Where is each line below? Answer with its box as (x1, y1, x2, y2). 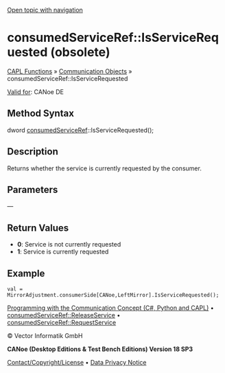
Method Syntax (7, 108, 74, 120)
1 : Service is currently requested (16, 247, 109, 256)
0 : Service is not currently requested (16, 240, 121, 249)
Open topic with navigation (7, 6, 84, 14)
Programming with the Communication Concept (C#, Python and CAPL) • (7, 304, 214, 312)
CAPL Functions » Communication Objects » (7, 67, 132, 75)
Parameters (7, 183, 58, 195)
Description (7, 146, 58, 157)
